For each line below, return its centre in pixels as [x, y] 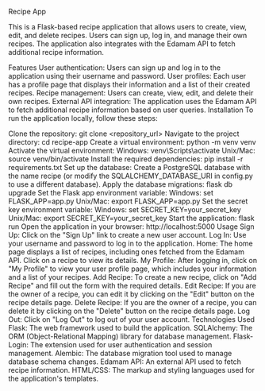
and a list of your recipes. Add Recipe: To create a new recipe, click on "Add [132, 277]
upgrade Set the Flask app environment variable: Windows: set [111, 193]
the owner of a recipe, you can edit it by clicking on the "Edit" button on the [132, 294]
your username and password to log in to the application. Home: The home [131, 243]
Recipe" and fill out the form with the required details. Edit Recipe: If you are [132, 286]
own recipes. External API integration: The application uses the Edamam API [132, 101]
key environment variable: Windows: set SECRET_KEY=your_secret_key [125, 209]
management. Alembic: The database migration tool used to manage [120, 353]
